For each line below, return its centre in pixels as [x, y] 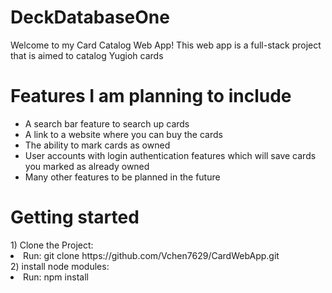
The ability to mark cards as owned [97, 145]
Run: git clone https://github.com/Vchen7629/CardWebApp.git [151, 255]
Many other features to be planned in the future [122, 177]
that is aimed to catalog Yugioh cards [87, 55]
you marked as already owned [87, 166]
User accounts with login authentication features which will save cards [170, 155]
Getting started [75, 217]
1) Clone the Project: [52, 245]
